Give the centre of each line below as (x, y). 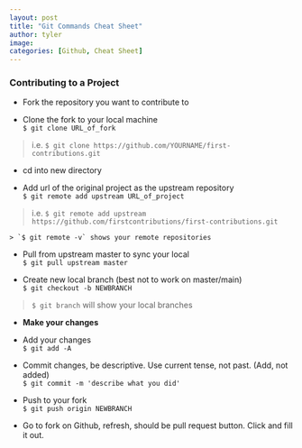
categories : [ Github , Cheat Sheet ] (76, 51)
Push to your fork (55, 400)
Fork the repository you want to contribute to (105, 102)
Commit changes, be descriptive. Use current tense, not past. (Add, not (155, 365)
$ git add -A (47, 349)
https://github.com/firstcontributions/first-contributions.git (155, 222)
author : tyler (36, 34)
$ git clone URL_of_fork (69, 128)
